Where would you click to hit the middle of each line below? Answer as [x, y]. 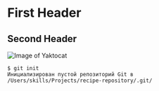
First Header [44, 13]
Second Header [42, 39]
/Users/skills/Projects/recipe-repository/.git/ [80, 80]
